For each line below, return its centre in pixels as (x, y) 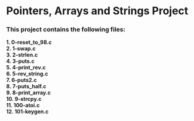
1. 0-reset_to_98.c (29, 42)
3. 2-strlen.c (22, 55)
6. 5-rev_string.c (27, 74)
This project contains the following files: (66, 30)
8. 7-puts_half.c (26, 87)
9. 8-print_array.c (28, 93)
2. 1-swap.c (21, 49)
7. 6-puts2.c (21, 80)
